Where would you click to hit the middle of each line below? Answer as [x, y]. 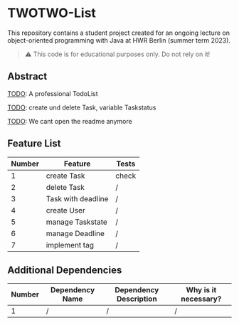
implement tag [70, 245]
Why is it [201, 290]
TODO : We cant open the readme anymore [70, 121]
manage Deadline [75, 233]
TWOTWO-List [52, 13]
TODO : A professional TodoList [53, 93]
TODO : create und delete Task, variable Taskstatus [82, 107]
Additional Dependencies [65, 270]
